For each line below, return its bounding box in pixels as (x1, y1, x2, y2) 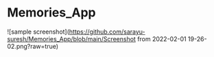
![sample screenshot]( (7, 27, 70, 36)
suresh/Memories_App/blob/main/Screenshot (7, 34, 136, 43)
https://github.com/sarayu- (69, 27, 145, 36)
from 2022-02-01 (136, 34, 187, 43)
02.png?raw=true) (7, 42, 59, 50)
